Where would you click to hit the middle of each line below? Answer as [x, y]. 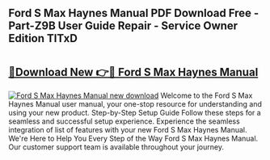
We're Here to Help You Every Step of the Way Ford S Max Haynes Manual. [133, 138]
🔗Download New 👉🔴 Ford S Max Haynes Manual [133, 72]
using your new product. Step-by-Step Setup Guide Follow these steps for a [135, 113]
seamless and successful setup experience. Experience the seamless [124, 121]
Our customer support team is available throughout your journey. [116, 147]
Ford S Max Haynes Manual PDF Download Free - [134, 13]
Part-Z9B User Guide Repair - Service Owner [123, 26]
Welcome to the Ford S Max [207, 95]
